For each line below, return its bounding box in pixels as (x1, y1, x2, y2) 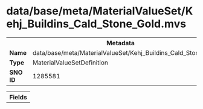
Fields (9, 93, 27, 101)
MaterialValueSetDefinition (32, 58, 109, 67)
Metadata (106, 39, 135, 47)
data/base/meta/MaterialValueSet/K (6, 4, 193, 18)
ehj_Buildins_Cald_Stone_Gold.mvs (6, 17, 186, 31)
